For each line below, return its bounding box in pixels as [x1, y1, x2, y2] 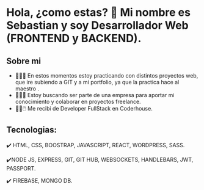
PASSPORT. [6, 164, 36, 172]
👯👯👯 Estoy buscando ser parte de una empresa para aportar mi [15, 92, 175, 98]
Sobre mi [6, 56, 42, 66]
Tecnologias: [6, 125, 57, 135]
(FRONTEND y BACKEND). [6, 32, 142, 45]
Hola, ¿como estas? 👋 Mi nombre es [6, 5, 191, 20]
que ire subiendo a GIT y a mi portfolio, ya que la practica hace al [15, 79, 180, 86]
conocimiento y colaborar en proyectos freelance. [15, 98, 142, 105]
